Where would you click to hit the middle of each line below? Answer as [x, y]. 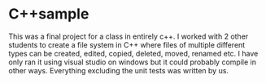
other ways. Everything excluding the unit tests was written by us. [119, 70]
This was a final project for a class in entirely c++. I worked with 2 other [129, 36]
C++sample [49, 14]
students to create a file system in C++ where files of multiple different [127, 44]
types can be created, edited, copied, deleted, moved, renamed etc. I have [133, 53]
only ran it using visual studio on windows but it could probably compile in [132, 62]
